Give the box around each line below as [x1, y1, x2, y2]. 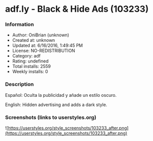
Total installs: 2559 [12, 63, 51, 69]
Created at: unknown [12, 37, 55, 43]
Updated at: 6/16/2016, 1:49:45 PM [12, 43, 83, 49]
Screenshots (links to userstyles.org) [5, 114, 97, 121]
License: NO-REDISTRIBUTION [12, 48, 76, 54]
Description [5, 81, 34, 88]
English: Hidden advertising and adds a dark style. [5, 102, 108, 108]
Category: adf [12, 53, 41, 59]
